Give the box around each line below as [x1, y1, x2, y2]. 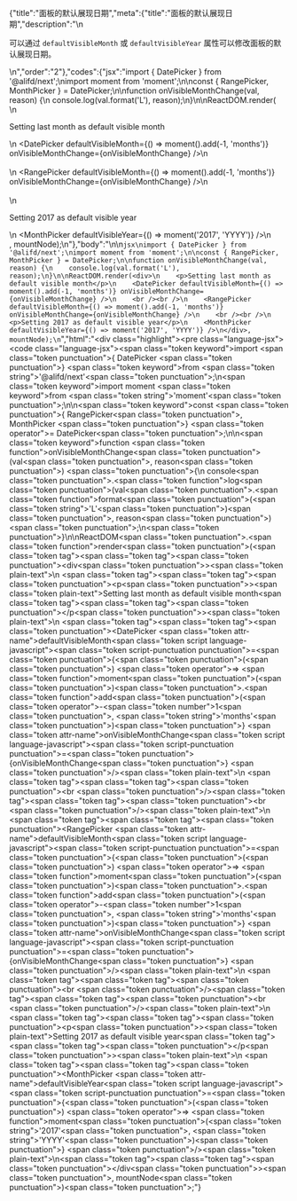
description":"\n [25, 19, 84, 29]
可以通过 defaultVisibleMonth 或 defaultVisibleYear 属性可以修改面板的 [9, 38, 274, 48]
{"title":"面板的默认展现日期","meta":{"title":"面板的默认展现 [9, 8, 226, 18]
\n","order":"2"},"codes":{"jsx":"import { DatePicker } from [9, 67, 222, 77]
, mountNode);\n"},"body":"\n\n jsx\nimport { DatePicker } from [9, 239, 246, 249]
